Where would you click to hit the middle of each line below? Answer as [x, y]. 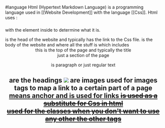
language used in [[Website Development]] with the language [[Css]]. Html [81, 12]
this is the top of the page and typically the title [83, 50]
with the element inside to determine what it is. [53, 30]
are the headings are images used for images [83, 80]
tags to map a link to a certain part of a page [83, 88]
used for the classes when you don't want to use [83, 111]
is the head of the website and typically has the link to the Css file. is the [79, 40]
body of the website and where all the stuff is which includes [67, 44]
